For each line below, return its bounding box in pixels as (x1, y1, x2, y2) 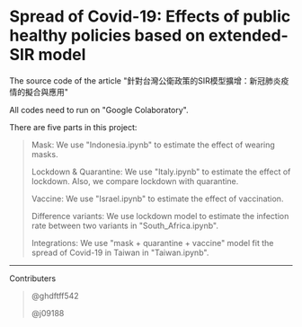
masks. (31, 148, 58, 159)
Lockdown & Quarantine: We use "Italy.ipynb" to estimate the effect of (31, 166, 291, 177)
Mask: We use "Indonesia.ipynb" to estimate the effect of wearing (31, 139, 276, 150)
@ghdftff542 (31, 290, 79, 301)
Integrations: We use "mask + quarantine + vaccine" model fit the (31, 237, 274, 248)
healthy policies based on (9, 25, 205, 46)
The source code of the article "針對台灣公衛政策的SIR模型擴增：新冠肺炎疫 (9, 75, 289, 86)
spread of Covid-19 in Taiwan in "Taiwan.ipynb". (31, 247, 209, 258)
